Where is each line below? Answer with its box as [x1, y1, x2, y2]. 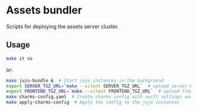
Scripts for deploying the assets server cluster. [6, 23, 119, 30]
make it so [6, 55, 33, 62]
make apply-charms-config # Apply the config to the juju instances [6, 99, 180, 106]
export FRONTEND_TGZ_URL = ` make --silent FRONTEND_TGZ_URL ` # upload [6, 89, 180, 95]
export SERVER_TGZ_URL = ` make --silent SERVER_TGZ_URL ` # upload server [6, 83, 188, 89]
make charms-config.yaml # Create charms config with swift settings [6, 94, 182, 100]
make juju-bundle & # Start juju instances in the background [6, 78, 164, 83]
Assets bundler [6, 4, 82, 17]
